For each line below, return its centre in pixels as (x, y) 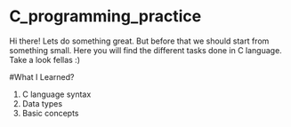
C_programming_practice (105, 16)
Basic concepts (50, 113)
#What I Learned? (42, 76)
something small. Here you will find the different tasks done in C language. (145, 50)
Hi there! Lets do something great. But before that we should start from (139, 41)
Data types (42, 103)
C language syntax (57, 94)
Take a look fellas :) (44, 60)
